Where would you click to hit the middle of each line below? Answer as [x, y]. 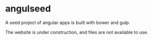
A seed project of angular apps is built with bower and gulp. [68, 22]
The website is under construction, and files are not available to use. [77, 32]
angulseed [28, 9]
